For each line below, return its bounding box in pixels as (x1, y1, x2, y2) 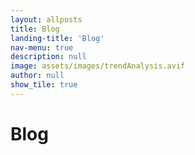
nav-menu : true (10, 42, 74, 53)
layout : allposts (10, 14, 83, 25)
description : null (10, 52, 87, 62)
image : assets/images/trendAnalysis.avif (10, 61, 186, 71)
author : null (10, 71, 65, 81)
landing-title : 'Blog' (10, 33, 105, 43)
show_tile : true (10, 80, 78, 90)
